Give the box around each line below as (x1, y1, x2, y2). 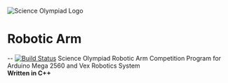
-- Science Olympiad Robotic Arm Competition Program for (7, 54, 222, 62)
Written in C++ (7, 68, 51, 77)
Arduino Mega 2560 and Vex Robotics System (7, 61, 140, 70)
